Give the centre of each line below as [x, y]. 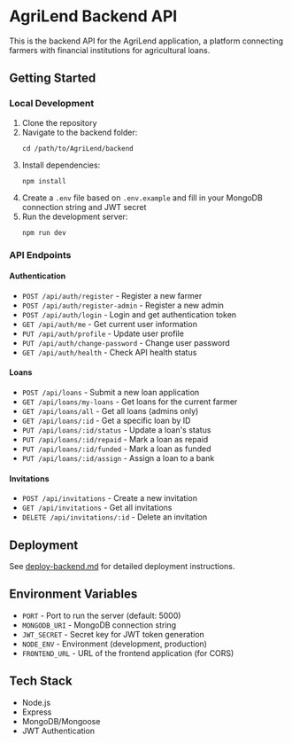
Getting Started [53, 78]
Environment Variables [73, 594]
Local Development [52, 104]
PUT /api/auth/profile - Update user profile [103, 333]
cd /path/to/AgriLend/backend [78, 148]
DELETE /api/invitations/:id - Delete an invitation [115, 517]
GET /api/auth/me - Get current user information [109, 324]
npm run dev [44, 232]
